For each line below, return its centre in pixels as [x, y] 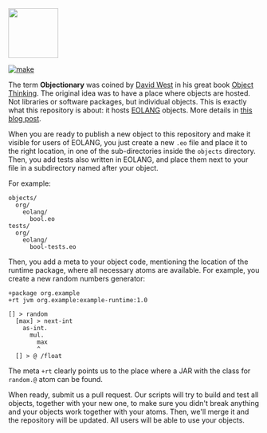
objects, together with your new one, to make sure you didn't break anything [134, 403]
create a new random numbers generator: [77, 279]
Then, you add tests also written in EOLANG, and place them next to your [128, 159]
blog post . [25, 118]
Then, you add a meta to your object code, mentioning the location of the [128, 262]
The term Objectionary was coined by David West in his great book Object [131, 85]
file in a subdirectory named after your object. [84, 168]
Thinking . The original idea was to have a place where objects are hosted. [130, 93]
